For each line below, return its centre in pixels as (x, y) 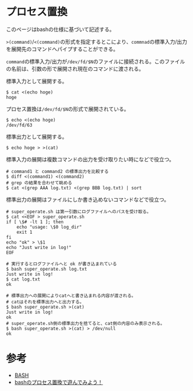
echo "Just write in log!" (39, 247)
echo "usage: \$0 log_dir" (49, 227)
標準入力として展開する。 (37, 81)
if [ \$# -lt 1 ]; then (35, 222)
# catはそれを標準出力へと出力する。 (45, 302)
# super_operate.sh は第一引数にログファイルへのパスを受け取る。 (79, 212)
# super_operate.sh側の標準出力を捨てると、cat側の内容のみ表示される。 (85, 323)
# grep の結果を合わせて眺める (39, 183)
